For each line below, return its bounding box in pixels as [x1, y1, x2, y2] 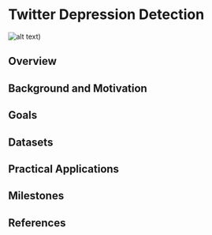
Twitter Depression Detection [8, 6, 205, 24]
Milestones [8, 189, 65, 203]
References [8, 216, 66, 229]
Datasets [8, 135, 54, 149]
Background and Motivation [8, 81, 147, 95]
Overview [8, 55, 58, 68]
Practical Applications [8, 162, 120, 176]
